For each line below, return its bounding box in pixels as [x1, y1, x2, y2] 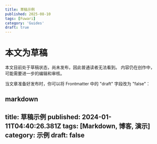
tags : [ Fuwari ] [5, 16, 36, 21]
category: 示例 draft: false [5, 131, 85, 139]
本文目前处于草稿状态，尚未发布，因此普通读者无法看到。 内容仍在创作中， [5, 64, 155, 70]
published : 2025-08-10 [5, 12, 51, 16]
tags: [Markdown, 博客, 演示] [63, 122, 150, 130]
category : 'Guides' [5, 20, 45, 26]
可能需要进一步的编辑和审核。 [5, 71, 64, 77]
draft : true [5, 25, 29, 30]
